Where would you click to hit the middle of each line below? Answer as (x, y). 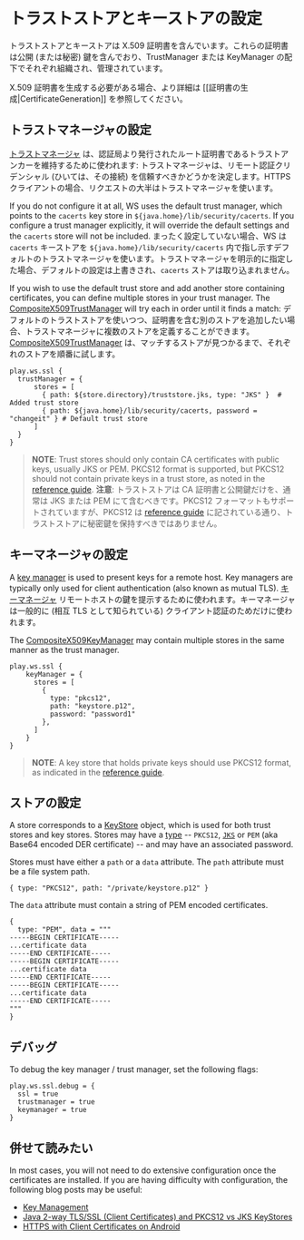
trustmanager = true (56, 1102)
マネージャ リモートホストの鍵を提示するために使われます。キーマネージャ (156, 599)
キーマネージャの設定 (69, 555)
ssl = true (38, 1094)
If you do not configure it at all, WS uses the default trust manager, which (146, 206)
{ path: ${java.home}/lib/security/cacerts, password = (150, 410)
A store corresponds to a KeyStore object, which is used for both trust (140, 825)
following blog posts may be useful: (76, 1190)
